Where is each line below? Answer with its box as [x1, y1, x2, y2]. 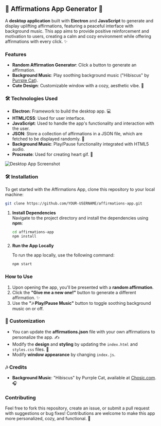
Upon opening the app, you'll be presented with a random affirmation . [12, 284, 154, 290]
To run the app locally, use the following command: [12, 252, 115, 258]
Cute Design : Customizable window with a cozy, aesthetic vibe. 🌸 [12, 83, 144, 89]
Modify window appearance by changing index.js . [12, 352, 116, 357]
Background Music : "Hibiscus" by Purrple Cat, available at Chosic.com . [12, 375, 157, 381]
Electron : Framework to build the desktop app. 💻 [12, 108, 111, 114]
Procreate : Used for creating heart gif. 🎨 [12, 151, 93, 157]
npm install [12, 234, 36, 239]
